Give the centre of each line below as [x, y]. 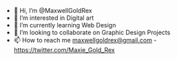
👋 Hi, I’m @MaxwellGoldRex [53, 11]
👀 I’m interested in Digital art [54, 18]
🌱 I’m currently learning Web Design [65, 25]
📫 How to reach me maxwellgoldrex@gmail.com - [85, 40]
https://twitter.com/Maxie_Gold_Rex [64, 50]
